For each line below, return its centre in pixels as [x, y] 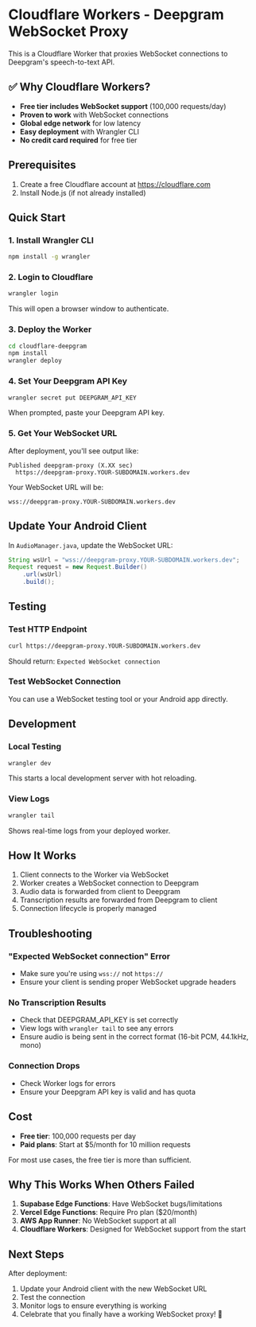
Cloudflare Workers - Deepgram [116, 15]
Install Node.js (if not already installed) [83, 193]
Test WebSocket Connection [65, 682]
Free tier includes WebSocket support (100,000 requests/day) [123, 106]
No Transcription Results [57, 1002]
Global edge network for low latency [80, 123]
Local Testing [35, 747]
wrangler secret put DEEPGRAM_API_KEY [72, 398]
